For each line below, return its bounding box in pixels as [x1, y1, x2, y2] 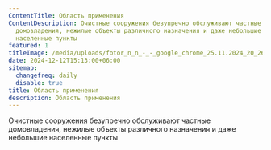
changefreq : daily [15, 71, 78, 79]
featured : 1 [8, 42, 48, 50]
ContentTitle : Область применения [8, 11, 125, 20]
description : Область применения [8, 94, 121, 102]
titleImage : [8, 49, 48, 57]
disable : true [15, 79, 63, 87]
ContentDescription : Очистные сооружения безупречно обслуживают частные [8, 19, 262, 27]
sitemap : [8, 64, 38, 72]
